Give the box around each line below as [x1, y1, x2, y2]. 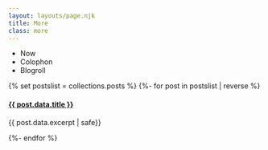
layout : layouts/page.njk [8, 11, 95, 20]
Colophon [19, 57, 53, 67]
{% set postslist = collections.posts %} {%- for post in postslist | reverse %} [8, 81, 261, 91]
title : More [8, 19, 48, 27]
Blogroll [19, 66, 46, 75]
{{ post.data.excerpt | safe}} [8, 117, 102, 127]
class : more [8, 26, 48, 34]
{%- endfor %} [8, 133, 58, 143]
